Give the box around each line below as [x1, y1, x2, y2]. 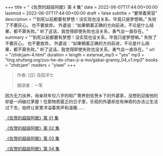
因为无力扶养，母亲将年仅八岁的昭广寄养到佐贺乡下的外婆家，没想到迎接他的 [5, 93, 158, 98]
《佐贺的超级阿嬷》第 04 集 [5, 146, 60, 151]
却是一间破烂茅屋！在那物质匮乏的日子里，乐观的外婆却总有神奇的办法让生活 [5, 99, 158, 104]
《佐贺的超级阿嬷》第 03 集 [5, 136, 60, 141]
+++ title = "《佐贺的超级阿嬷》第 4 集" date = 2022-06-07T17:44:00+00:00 [5, 4, 158, 10]
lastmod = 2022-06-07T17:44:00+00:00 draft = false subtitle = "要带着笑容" [5, 10, 158, 16]
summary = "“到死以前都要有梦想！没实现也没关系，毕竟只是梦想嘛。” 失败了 [5, 34, 157, 40]
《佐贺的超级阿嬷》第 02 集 [5, 125, 60, 131]
